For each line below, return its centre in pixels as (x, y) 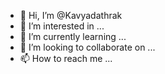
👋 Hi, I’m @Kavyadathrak (71, 15)
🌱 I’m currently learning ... (73, 36)
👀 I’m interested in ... (62, 26)
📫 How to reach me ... (66, 58)
